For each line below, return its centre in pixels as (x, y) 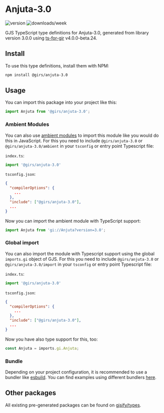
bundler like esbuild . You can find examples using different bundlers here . (81, 377)
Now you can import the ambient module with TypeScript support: (73, 221)
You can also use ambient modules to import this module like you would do (82, 135)
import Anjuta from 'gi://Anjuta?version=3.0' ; (56, 230)
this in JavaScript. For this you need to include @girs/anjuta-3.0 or (74, 140)
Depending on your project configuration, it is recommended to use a (76, 372)
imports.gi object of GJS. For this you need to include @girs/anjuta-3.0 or (82, 259)
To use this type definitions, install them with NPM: (57, 65)
